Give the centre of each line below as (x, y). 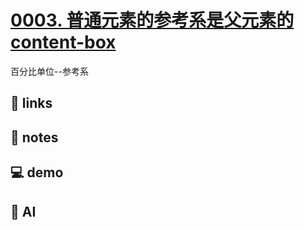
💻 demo (37, 172)
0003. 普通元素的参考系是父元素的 (152, 20)
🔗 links (31, 103)
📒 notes (34, 137)
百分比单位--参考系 (49, 71)
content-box (63, 42)
